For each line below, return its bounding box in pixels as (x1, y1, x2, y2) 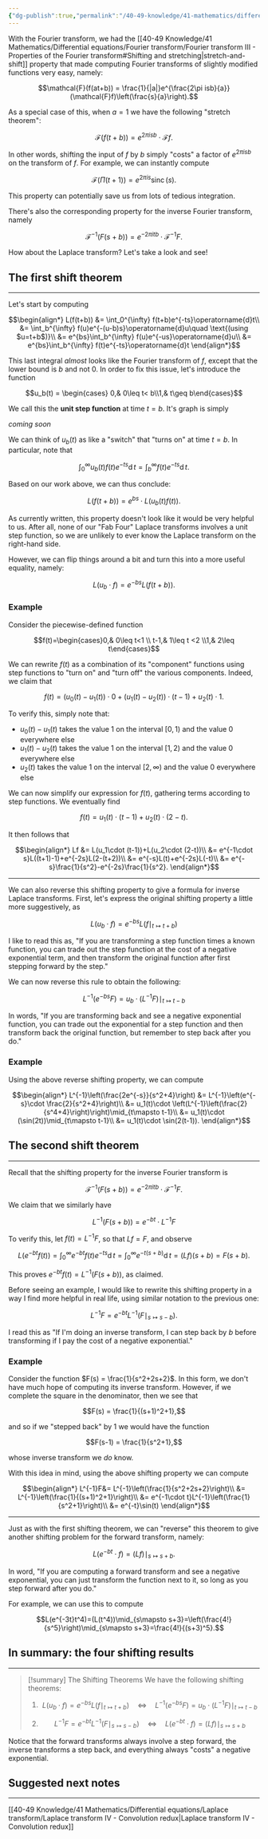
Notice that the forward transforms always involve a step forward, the (8, 1736, 237, 1746)
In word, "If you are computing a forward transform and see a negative (8, 1567, 241, 1576)
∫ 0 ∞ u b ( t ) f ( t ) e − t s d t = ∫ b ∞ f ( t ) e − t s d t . (78, 460, 190, 474)
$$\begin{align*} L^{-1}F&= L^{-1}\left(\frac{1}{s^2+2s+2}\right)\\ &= (22, 1484, 246, 1494)
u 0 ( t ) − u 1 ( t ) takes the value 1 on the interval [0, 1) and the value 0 (19, 725, 234, 736)
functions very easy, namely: (8, 67, 104, 77)
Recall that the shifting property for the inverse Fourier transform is (8, 1167, 229, 1177)
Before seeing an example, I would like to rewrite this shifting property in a (8, 1285, 253, 1294)
